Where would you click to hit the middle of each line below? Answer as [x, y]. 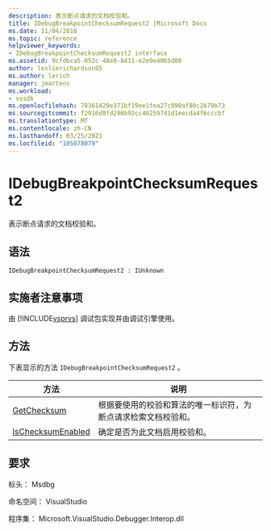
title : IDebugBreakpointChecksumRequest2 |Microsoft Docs [108, 23]
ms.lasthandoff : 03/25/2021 [56, 136]
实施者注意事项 [46, 297]
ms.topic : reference [43, 38]
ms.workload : [30, 91]
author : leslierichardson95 [56, 69]
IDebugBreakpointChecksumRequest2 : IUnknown [86, 271]
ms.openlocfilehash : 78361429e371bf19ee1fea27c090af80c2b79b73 [117, 106]
